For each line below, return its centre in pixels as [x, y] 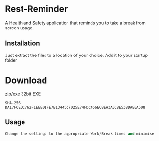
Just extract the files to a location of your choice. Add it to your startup [77, 55]
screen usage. [20, 28]
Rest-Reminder [36, 9]
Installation [23, 43]
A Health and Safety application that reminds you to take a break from [75, 23]
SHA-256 [13, 103]
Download [26, 80]
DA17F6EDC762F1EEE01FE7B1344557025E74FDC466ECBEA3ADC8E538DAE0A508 [75, 107]
